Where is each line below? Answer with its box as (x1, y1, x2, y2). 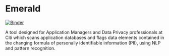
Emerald (5, 3, 41, 14)
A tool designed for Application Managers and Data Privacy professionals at (5, 29, 163, 35)
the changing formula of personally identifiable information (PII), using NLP (5, 39, 161, 45)
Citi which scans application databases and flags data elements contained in (5, 34, 164, 40)
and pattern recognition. (5, 45, 55, 51)
